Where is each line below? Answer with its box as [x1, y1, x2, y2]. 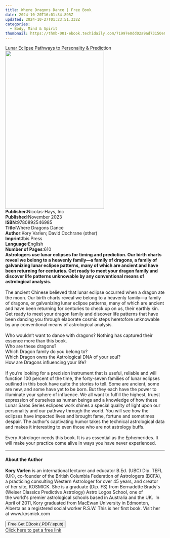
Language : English [5, 241, 44, 247]
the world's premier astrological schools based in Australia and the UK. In [5, 494, 160, 501]
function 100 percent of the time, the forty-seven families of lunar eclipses [5, 375, 160, 381]
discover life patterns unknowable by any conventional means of [5, 273, 145, 279]
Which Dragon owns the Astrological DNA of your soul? [5, 354, 121, 360]
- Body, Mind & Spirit [10, 26, 58, 31]
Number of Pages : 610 [5, 246, 52, 252]
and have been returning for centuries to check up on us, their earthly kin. [5, 305, 159, 312]
